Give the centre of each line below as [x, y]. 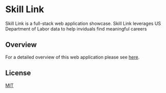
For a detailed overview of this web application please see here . [73, 57]
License [18, 73]
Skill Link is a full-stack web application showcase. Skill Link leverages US [83, 23]
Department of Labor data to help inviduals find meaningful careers [76, 28]
